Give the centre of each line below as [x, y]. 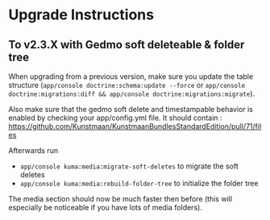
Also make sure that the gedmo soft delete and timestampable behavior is [131, 109]
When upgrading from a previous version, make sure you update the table [131, 77]
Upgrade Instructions [81, 15]
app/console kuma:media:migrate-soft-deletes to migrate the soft [129, 166]
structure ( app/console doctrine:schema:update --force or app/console [127, 85]
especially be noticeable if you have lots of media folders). [106, 208]
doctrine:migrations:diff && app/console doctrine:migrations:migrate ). [132, 93]
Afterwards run [33, 150]
